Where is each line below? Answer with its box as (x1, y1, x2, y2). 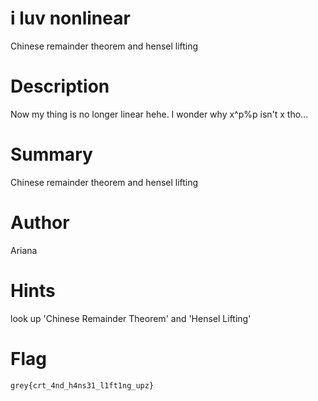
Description (10, 75, 110, 98)
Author (10, 212, 70, 234)
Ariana (10, 244, 38, 256)
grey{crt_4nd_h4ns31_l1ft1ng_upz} (10, 380, 155, 391)
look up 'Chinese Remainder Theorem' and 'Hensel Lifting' (10, 312, 252, 324)
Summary (10, 143, 93, 166)
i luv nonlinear (10, 7, 131, 30)
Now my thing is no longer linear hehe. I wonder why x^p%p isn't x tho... (10, 108, 309, 120)
